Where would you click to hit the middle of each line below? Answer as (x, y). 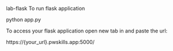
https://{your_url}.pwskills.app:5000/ (50, 42)
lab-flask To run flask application (46, 8)
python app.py (24, 19)
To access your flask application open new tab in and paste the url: (87, 31)
